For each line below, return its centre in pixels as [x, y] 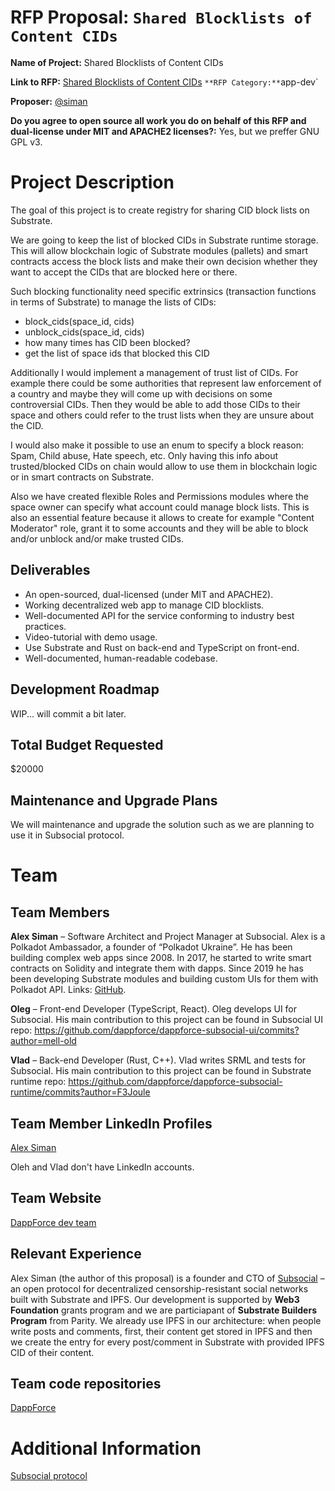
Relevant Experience [76, 1254]
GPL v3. [26, 142]
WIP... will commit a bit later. [68, 713]
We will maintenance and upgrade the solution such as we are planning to [162, 825]
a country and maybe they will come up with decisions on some [141, 393]
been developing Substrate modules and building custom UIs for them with [164, 979]
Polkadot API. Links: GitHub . [68, 990]
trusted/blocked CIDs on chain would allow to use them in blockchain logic [164, 466]
